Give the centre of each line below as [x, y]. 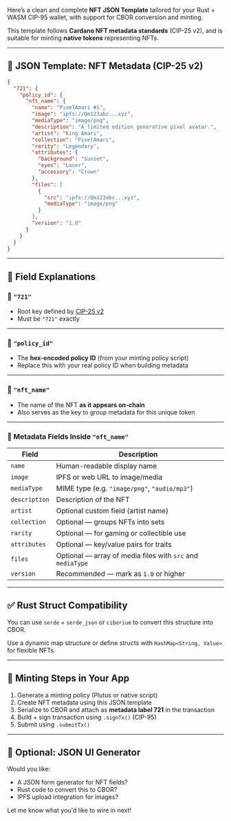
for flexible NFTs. [32, 650]
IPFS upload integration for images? [68, 797]
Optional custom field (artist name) [112, 511]
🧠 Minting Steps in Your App [68, 679]
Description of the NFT [93, 499]
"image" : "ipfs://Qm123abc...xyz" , [83, 114]
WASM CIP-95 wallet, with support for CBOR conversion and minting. [105, 17]
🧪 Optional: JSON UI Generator [74, 752]
